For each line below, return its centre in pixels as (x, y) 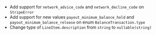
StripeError (22, 12)
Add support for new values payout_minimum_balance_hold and (72, 17)
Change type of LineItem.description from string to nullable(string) (81, 27)
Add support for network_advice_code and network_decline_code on (77, 7)
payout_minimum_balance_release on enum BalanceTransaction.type (77, 22)
